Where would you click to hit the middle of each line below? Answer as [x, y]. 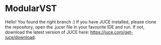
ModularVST [31, 8]
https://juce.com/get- [111, 32]
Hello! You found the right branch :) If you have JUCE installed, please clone [80, 22]
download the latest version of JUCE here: [47, 32]
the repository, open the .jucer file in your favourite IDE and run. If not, [75, 27]
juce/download [20, 37]
